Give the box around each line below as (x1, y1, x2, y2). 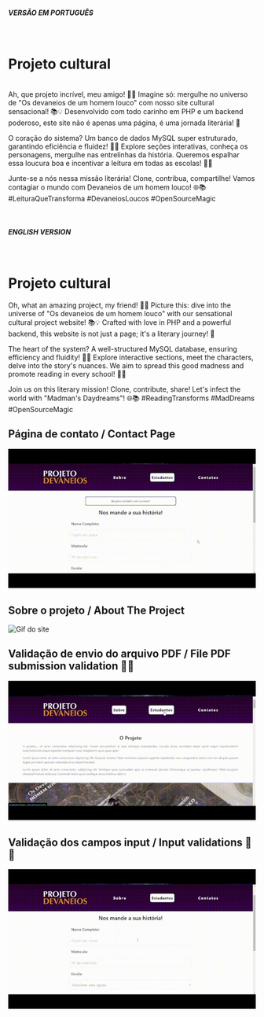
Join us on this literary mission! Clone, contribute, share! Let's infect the (8, 384, 241, 394)
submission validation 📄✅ (8, 659, 135, 673)
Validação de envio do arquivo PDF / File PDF (8, 647, 231, 661)
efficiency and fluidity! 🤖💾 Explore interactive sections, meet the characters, (8, 352, 254, 362)
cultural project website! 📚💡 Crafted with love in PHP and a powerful (8, 317, 232, 327)
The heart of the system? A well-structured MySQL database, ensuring (8, 344, 238, 353)
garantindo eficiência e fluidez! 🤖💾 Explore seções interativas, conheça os (8, 142, 248, 151)
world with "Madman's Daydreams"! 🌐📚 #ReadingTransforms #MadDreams (8, 393, 255, 403)
